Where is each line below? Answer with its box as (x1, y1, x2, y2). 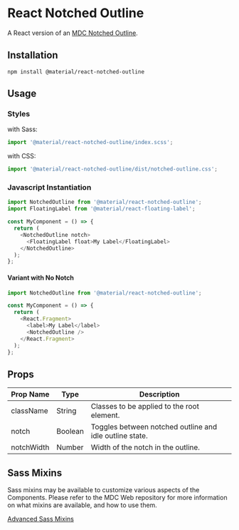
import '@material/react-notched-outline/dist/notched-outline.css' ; (7, 165, 218, 173)
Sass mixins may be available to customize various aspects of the (7, 486, 200, 494)
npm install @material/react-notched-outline (7, 68, 144, 76)
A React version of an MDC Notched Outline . (7, 29, 139, 37)
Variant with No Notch (7, 273, 75, 282)
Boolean (56, 427, 84, 437)
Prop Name (11, 389, 50, 399)
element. (90, 410, 120, 420)
